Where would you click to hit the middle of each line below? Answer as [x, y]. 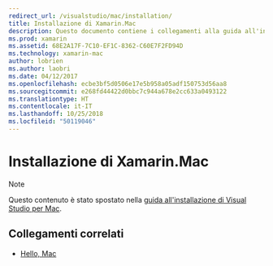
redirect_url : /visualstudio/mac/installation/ [91, 16]
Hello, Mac [38, 253]
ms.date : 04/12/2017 [43, 76]
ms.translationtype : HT [49, 99]
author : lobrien [36, 62]
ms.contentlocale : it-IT [50, 106]
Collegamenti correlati [66, 234]
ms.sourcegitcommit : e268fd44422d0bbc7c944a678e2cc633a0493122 [118, 91]
